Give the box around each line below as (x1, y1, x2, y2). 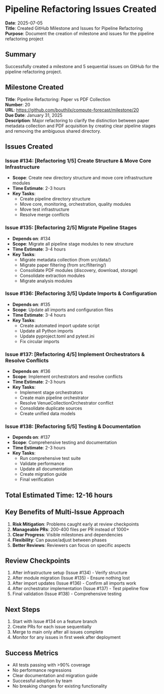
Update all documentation (19, 466, 73, 472)
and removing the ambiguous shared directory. (5, 128, 101, 134)
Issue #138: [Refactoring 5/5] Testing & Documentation (5, 423, 141, 430)
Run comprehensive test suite (19, 455, 81, 461)
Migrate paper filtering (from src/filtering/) (19, 262, 106, 268)
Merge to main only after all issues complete (12, 629, 103, 635)
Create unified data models (19, 411, 76, 417)
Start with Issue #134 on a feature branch (12, 618, 97, 624)
